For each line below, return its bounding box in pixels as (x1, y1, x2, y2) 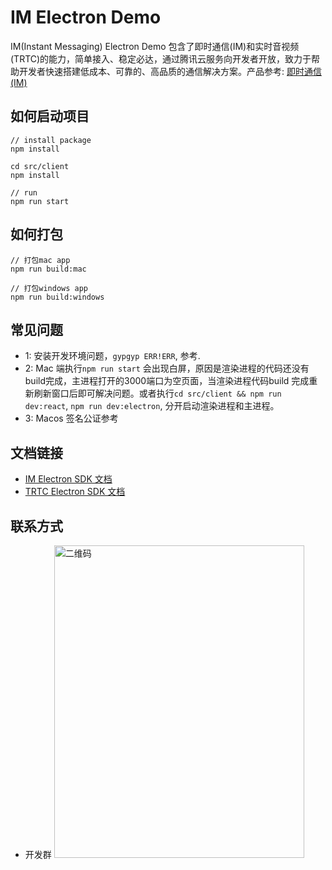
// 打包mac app (10, 255, 71, 265)
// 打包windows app (10, 283, 89, 293)
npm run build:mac (10, 264, 87, 274)
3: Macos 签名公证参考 (24, 412, 119, 425)
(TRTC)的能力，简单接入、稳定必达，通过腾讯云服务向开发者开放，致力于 (10, 52, 312, 65)
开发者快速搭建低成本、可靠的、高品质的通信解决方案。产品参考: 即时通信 (18, 65, 322, 77)
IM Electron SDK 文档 (24, 473, 113, 485)
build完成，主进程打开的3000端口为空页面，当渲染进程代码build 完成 (24, 375, 310, 387)
